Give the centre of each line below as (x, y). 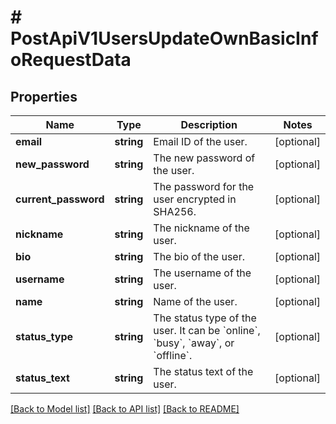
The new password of (204, 158)
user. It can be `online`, (207, 330)
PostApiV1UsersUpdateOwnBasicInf (164, 38)
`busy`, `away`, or (194, 343)
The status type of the (205, 318)
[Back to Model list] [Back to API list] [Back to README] (125, 409)
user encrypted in (195, 199)
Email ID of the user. (200, 141)
